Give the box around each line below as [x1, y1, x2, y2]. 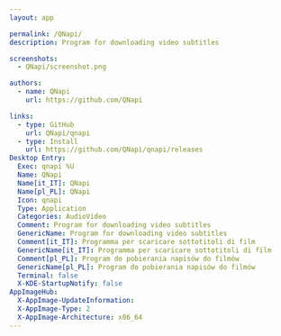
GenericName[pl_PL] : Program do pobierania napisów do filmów [17, 262, 256, 271]
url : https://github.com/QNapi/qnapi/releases [25, 145, 204, 154]
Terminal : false [17, 271, 78, 280]
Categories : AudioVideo [17, 213, 106, 222]
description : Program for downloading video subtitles [9, 38, 220, 47]
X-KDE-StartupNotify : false [17, 279, 123, 288]
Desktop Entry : [9, 154, 67, 163]
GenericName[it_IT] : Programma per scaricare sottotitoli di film [17, 245, 272, 255]
